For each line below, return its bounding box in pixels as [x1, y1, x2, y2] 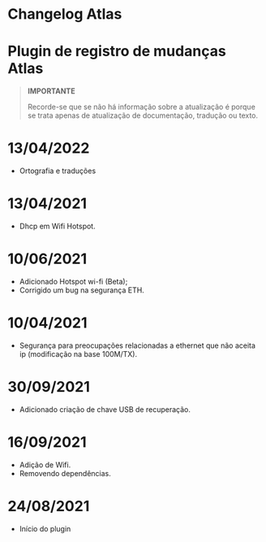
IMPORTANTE [27, 86, 75, 96]
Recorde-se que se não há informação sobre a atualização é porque [27, 102, 256, 112]
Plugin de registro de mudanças [7, 42, 226, 61]
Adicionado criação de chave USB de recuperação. [19, 404, 191, 414]
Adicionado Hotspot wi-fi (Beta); [19, 276, 128, 286]
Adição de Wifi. [19, 460, 71, 470]
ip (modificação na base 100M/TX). [19, 349, 138, 358]
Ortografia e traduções [19, 166, 97, 176]
